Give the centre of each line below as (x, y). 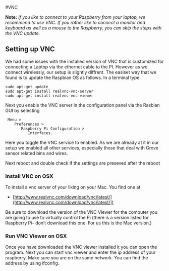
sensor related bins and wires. (37, 153)
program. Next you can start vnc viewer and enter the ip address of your (80, 252)
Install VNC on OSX (30, 176)
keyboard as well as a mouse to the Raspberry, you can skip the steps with (83, 28)
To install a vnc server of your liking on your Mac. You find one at (73, 187)
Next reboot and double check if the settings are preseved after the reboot (83, 163)
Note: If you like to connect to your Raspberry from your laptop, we (75, 17)
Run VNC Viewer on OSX (36, 236)
